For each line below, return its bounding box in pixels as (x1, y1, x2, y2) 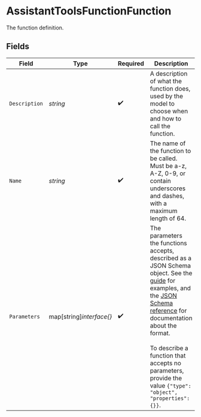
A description (150, 69, 188, 77)
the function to (150, 146, 191, 155)
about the (150, 321, 177, 329)
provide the (150, 374, 182, 382)
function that (150, 351, 186, 359)
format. (150, 329, 170, 337)
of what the (150, 77, 182, 85)
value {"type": (150, 381, 191, 389)
